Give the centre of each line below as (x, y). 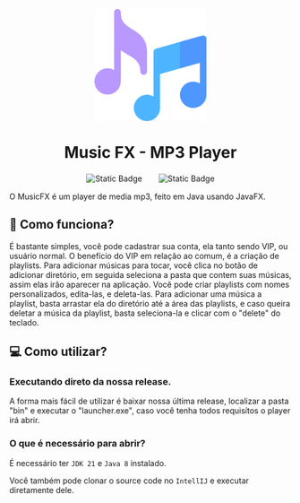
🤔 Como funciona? (62, 225)
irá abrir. (25, 421)
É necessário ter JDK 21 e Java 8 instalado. (88, 463)
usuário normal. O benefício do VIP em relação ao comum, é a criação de (145, 256)
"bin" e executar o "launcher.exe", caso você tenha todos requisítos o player (150, 411)
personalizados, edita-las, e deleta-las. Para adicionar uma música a (136, 294)
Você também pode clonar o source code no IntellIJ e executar (129, 481)
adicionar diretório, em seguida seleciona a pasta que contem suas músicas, (150, 274)
